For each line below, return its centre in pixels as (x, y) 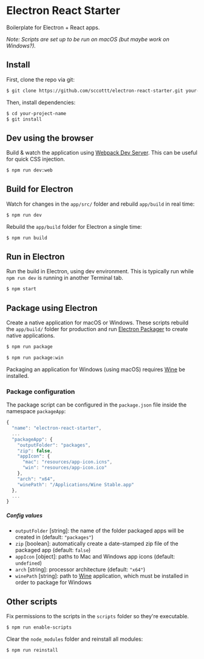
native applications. (31, 336)
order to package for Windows (53, 582)
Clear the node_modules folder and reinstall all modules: (75, 639)
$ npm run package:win (35, 358)
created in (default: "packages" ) (54, 537)
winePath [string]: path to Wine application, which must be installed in (102, 576)
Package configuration (41, 391)
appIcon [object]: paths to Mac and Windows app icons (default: (95, 557)
